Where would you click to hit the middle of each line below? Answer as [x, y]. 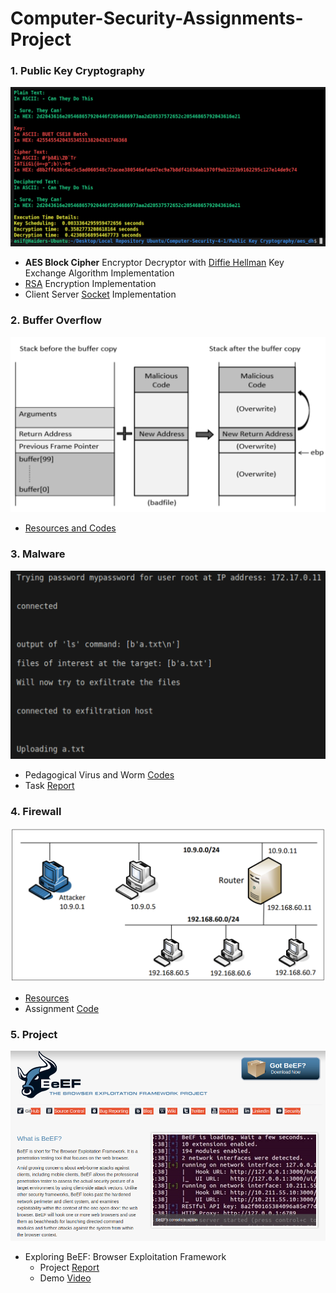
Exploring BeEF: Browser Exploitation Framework [125, 1257]
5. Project [34, 1034]
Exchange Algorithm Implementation [99, 273]
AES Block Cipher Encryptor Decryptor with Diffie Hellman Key [154, 263]
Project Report [69, 1268]
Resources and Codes [70, 528]
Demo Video [65, 1278]
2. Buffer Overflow [56, 320]
